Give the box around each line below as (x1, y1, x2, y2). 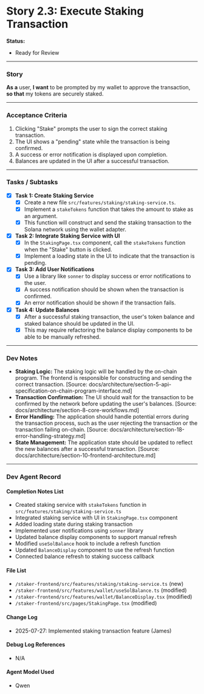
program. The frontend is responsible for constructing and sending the (15, 374, 192, 381)
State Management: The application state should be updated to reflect (15, 439, 193, 446)
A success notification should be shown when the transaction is (24, 286, 184, 293)
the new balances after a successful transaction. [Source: (15, 445, 160, 452)
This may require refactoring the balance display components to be (24, 326, 192, 334)
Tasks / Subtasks (6, 178, 58, 187)
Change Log (6, 613, 38, 620)
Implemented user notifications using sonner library (15, 527, 144, 534)
